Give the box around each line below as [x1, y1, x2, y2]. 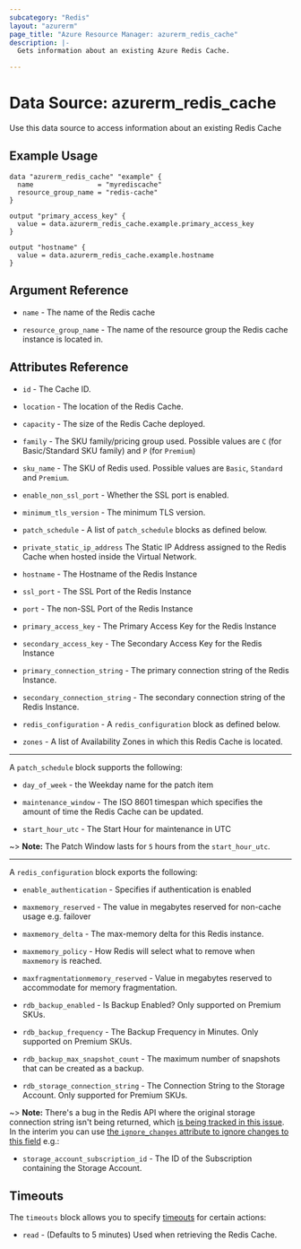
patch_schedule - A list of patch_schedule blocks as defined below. [21, 524, 267, 534]
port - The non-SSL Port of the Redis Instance [21, 603, 193, 614]
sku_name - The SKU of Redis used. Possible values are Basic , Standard [21, 463, 284, 473]
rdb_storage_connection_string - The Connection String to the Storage [21, 1080, 285, 1090]
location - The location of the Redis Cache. [21, 401, 184, 412]
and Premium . [21, 472, 70, 482]
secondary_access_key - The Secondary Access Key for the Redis [21, 638, 262, 648]
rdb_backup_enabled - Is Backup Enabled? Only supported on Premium [21, 999, 281, 1010]
